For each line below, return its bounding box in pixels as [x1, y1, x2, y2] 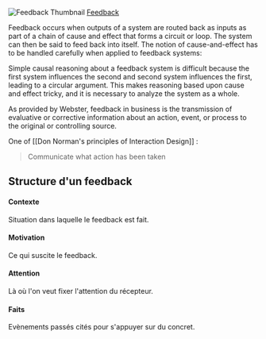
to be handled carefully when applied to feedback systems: [8, 48, 202, 57]
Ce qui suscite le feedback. [8, 250, 98, 260]
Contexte [8, 197, 40, 206]
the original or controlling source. [8, 121, 118, 130]
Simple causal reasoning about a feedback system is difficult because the [8, 64, 250, 73]
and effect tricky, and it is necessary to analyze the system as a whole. [8, 89, 240, 98]
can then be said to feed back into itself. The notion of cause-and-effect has [8, 40, 258, 49]
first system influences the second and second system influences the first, [8, 72, 253, 81]
